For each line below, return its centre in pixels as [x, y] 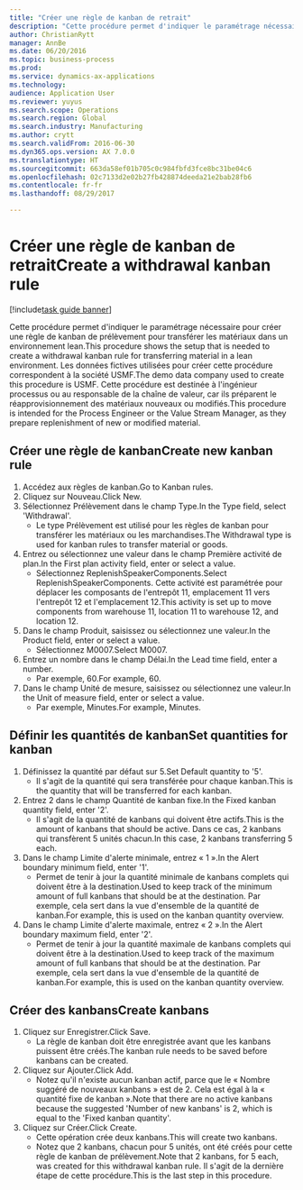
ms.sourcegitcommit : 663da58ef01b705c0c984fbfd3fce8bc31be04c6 [131, 169]
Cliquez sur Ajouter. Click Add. [78, 1070]
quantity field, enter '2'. [66, 810]
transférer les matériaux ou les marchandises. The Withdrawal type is [163, 535]
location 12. [57, 621]
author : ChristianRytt [52, 34]
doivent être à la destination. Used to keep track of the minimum [154, 886]
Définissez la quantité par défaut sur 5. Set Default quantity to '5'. [142, 771]
